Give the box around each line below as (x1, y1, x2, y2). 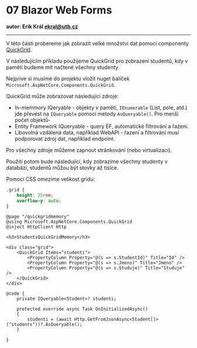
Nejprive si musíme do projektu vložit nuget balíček (6, 75, 130, 82)
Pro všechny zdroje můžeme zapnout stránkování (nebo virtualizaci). (6, 146, 172, 153)
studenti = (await (27, 316, 72, 323)
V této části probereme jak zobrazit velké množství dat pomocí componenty (6, 39, 189, 47)
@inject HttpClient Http (6, 224, 67, 230)
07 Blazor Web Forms (6, 4, 113, 17)
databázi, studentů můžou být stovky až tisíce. (6, 164, 119, 171)
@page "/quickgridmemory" (6, 214, 69, 220)
